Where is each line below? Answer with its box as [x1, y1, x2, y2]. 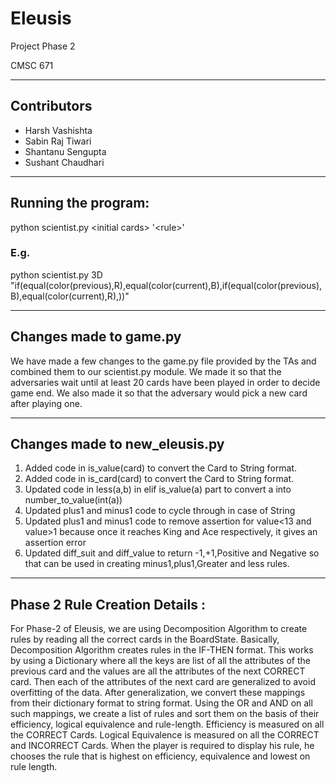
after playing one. [10, 397, 83, 409]
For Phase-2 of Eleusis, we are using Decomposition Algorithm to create [10, 623, 308, 635]
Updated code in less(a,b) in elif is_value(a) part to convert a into [24, 483, 292, 496]
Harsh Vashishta [24, 124, 93, 136]
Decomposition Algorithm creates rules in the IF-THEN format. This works [10, 644, 314, 656]
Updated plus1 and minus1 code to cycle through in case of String [24, 505, 296, 517]
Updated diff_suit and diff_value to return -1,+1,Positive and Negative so [24, 547, 320, 559]
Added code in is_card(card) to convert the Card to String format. [24, 473, 295, 485]
